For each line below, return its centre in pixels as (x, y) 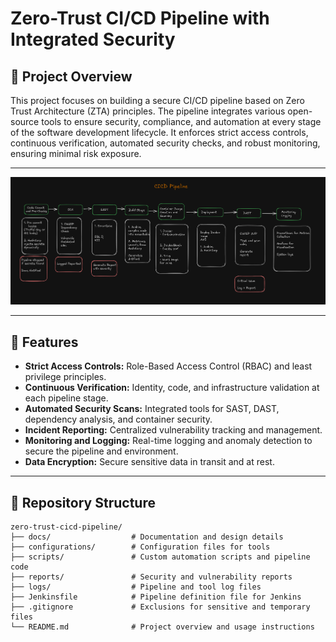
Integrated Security (93, 39)
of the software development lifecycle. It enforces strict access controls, (159, 132)
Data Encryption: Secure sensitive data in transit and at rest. (149, 462)
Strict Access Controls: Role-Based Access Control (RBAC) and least (168, 366)
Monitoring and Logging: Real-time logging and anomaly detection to (168, 441)
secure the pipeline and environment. (101, 451)
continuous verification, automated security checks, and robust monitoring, (165, 143)
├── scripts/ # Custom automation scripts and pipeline (160, 557)
